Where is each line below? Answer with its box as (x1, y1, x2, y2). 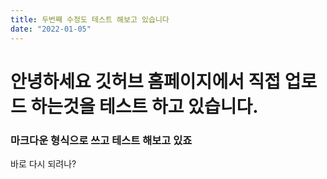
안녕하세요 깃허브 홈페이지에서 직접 (10, 70, 282, 93)
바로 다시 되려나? (10, 157, 77, 170)
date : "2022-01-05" (10, 24, 92, 34)
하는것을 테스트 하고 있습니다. (30, 95, 259, 118)
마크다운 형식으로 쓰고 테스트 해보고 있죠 (10, 133, 193, 147)
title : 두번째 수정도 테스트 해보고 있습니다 (10, 14, 170, 25)
